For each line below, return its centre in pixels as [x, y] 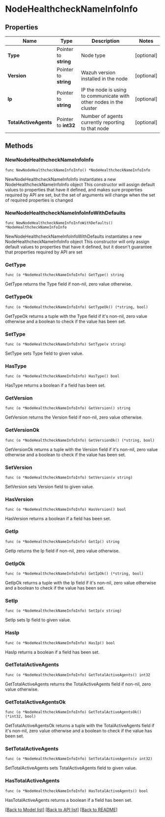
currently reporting [103, 122]
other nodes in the [102, 102]
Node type [93, 55]
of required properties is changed [39, 200]
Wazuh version [98, 72]
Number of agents [102, 116]
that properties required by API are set [44, 252]
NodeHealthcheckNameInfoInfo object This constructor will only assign [77, 241]
